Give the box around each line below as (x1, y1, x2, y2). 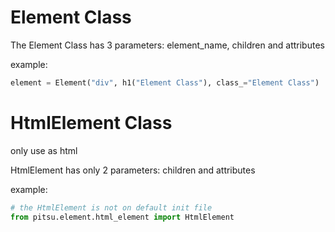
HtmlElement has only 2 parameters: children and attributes (10, 164, 256, 176)
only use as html (10, 144, 78, 156)
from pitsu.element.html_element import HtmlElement (10, 212, 235, 222)
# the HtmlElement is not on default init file (10, 202, 213, 213)
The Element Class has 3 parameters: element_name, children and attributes (10, 39, 325, 51)
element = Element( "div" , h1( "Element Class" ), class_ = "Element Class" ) (10, 77, 320, 88)
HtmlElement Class (10, 112, 173, 134)
